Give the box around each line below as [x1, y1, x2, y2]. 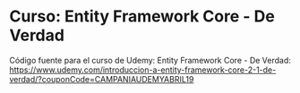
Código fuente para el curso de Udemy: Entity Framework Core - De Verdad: [9, 55, 291, 65]
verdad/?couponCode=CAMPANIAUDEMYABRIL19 [9, 73, 194, 84]
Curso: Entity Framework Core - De [9, 6, 275, 27]
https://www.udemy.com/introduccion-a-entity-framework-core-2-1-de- [9, 64, 277, 75]
